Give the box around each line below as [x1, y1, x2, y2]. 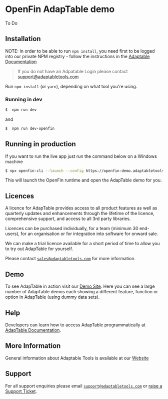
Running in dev [5, 96, 42, 103]
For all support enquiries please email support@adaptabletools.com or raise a [5, 382, 162, 389]
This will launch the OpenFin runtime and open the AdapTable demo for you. [5, 177, 162, 183]
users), [5, 231, 20, 237]
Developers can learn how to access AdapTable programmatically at [5, 322, 146, 328]
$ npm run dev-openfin [5, 126, 55, 131]
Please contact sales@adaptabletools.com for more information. [5, 256, 136, 262]
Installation [5, 35, 41, 43]
